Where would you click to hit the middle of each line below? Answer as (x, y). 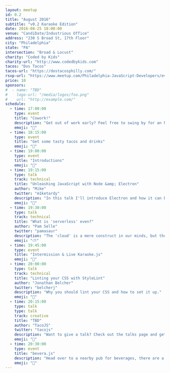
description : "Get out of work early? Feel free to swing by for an (88, 123)
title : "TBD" (28, 320)
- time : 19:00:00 (28, 151)
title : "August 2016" (28, 19)
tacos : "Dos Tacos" (26, 66)
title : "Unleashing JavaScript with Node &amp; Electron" (77, 184)
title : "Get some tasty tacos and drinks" (60, 142)
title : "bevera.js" (35, 353)
